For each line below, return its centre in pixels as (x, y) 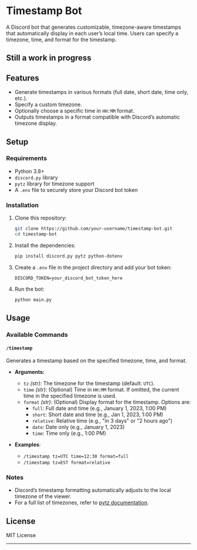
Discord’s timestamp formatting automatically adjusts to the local (93, 490)
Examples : (28, 445)
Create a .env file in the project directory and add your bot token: (93, 267)
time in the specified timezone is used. (70, 396)
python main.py (33, 300)
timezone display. (36, 123)
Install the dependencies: (45, 245)
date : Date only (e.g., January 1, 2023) (78, 427)
